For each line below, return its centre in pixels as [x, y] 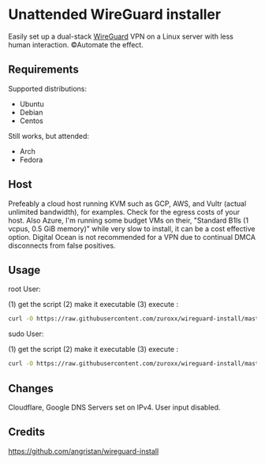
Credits [27, 432]
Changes [31, 388]
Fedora [31, 159]
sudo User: [26, 334]
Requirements [43, 70]
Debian [31, 112]
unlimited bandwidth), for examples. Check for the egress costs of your [124, 211]
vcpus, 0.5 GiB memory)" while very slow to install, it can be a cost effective [132, 228]
